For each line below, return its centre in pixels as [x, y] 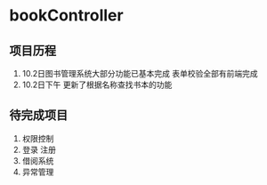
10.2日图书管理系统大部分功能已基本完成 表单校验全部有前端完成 [140, 73]
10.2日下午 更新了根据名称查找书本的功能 [97, 84]
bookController [66, 16]
